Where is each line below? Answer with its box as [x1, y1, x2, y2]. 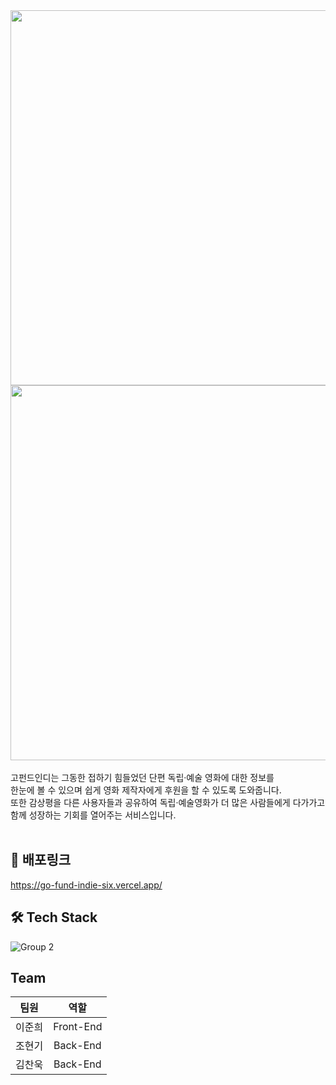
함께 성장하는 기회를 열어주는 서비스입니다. [10, 809, 177, 821]
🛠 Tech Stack [10, 909, 98, 926]
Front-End [53, 1020, 103, 1034]
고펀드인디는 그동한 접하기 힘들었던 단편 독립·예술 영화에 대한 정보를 [10, 772, 275, 783]
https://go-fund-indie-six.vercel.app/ [10, 879, 163, 891]
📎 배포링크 [10, 852, 72, 869]
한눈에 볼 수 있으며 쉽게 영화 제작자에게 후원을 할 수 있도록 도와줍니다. [10, 784, 282, 796]
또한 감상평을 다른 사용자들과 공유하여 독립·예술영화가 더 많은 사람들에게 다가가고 [10, 797, 326, 808]
